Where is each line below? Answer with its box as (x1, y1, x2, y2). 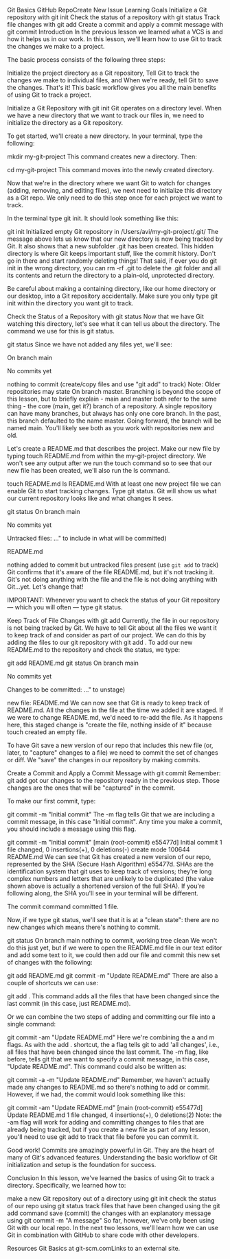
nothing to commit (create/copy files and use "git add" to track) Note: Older (7, 380, 221, 388)
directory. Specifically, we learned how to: (7, 1181, 126, 1189)
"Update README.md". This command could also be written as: (7, 1063, 187, 1070)
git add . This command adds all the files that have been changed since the (7, 992, 220, 1000)
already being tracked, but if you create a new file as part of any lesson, (7, 1125, 211, 1133)
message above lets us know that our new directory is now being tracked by (7, 235, 223, 243)
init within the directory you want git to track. (7, 299, 134, 307)
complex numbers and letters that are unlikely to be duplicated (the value (7, 875, 214, 882)
